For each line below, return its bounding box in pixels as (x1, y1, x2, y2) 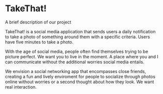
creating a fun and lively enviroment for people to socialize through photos (5, 73, 156, 79)
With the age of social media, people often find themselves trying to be (5, 48, 148, 54)
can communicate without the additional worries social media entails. (5, 59, 144, 65)
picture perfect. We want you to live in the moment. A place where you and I (5, 53, 159, 59)
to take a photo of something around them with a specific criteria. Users (5, 34, 150, 40)
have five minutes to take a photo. (5, 39, 73, 45)
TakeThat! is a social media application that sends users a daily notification (5, 28, 156, 34)
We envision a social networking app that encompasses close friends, (5, 68, 146, 74)
